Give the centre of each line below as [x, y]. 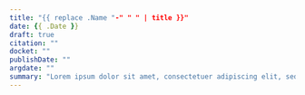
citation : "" [34, 43]
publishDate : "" [40, 60]
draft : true [32, 34]
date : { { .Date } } [44, 26]
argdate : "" [32, 69]
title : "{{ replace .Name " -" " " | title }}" [99, 18]
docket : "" [30, 52]
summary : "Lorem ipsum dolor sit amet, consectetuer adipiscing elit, [146, 77]
